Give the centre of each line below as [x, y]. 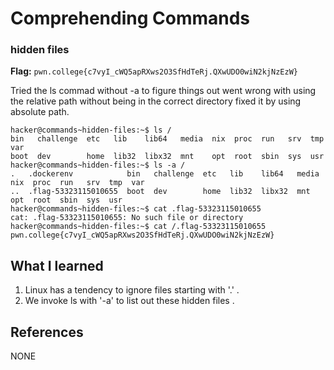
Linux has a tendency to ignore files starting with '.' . [132, 290]
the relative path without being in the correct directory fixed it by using [156, 101]
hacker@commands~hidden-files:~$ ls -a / [98, 165]
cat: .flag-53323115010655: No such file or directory [127, 218]
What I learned [57, 265]
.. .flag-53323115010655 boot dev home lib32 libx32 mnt [160, 192]
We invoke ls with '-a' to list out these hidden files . [129, 301]
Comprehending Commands [130, 18]
